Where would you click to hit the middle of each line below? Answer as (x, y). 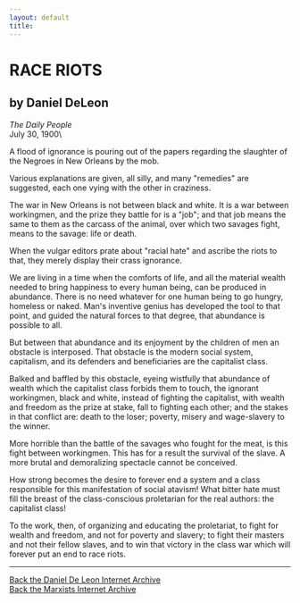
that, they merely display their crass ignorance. (96, 260)
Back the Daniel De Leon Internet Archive (85, 579)
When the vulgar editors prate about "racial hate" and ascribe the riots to (143, 250)
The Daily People (41, 124)
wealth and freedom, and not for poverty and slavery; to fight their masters (147, 535)
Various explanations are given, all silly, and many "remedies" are (129, 178)
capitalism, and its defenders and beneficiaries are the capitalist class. (139, 361)
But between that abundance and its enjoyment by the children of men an (144, 342)
